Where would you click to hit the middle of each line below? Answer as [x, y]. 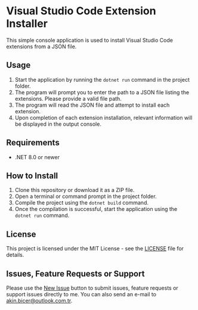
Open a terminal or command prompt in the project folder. [86, 196]
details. [15, 255]
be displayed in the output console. [58, 124]
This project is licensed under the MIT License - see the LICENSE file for [95, 249]
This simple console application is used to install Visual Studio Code [89, 40]
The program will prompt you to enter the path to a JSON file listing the [102, 92]
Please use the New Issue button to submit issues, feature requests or [92, 288]
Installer [27, 24]
